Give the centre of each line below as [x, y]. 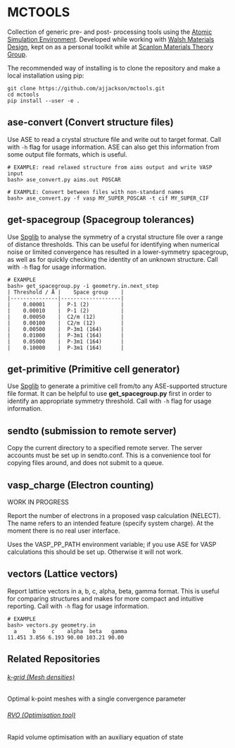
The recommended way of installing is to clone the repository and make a [114, 68]
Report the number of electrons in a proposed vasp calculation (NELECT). [114, 515]
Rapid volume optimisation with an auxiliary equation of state [96, 737]
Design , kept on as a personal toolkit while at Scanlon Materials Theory [110, 47]
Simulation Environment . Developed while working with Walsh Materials [111, 39]
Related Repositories [54, 659]
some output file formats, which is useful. [68, 154]
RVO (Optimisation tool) [42, 715]
